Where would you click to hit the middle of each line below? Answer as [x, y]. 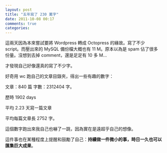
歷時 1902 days [21, 98]
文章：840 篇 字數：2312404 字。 [40, 87]
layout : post [19, 10]
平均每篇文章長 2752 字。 [31, 118]
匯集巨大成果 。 [20, 146]
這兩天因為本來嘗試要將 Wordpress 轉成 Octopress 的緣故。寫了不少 [75, 43]
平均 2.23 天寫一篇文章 [29, 108]
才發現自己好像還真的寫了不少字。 [40, 66]
